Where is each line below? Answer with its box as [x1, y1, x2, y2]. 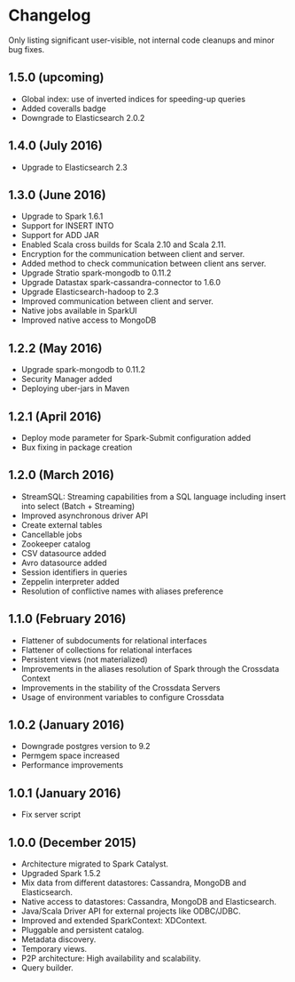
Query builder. [20, 962, 74, 973]
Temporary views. [20, 944, 88, 954]
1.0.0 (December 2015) [8, 834, 136, 850]
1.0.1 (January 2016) [8, 786, 121, 801]
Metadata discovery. [20, 934, 97, 945]
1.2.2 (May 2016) [8, 340, 103, 355]
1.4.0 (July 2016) [8, 139, 103, 154]
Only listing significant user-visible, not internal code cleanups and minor [8, 35, 276, 45]
